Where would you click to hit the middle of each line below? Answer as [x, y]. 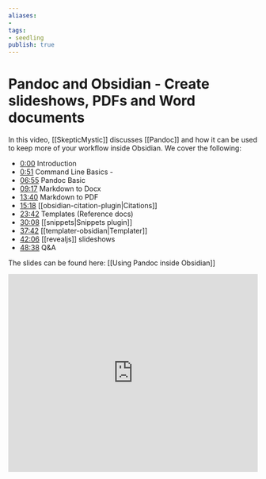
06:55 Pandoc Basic [52, 181]
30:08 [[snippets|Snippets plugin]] [76, 222]
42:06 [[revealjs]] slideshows [67, 239]
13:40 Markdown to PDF [59, 197]
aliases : [23, 15]
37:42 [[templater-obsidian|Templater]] [84, 231]
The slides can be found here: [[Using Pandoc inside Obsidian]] [112, 263]
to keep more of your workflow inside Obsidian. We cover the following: [125, 148]
